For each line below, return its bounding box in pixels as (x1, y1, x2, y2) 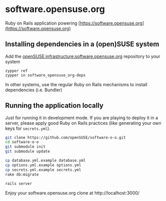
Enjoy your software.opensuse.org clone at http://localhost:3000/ (5, 190, 140, 196)
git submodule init (5, 144, 46, 149)
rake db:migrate (5, 172, 39, 177)
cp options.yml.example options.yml (5, 162, 81, 167)
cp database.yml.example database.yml (5, 158, 86, 163)
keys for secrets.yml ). (5, 125, 51, 131)
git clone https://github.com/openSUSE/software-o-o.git (5, 135, 126, 140)
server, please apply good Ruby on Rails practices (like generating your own (5, 120, 162, 126)
